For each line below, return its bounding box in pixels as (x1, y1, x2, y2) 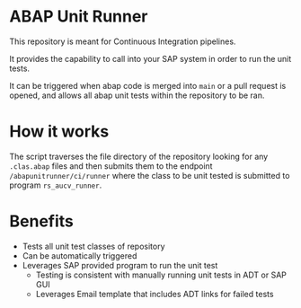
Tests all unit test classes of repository (22, 241, 165, 251)
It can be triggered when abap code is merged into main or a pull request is (9, 80, 287, 91)
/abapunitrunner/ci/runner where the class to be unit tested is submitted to (9, 170, 290, 180)
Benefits (9, 211, 75, 232)
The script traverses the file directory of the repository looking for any (9, 151, 269, 162)
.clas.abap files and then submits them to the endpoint (9, 160, 213, 172)
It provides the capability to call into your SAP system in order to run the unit (9, 53, 292, 64)
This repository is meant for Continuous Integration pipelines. (9, 36, 236, 47)
